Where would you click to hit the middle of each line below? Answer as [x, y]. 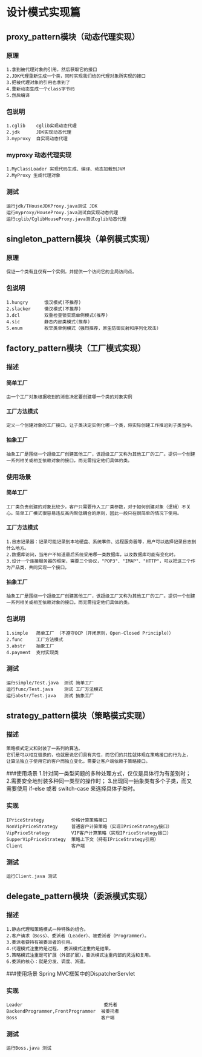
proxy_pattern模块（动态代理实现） [73, 37]
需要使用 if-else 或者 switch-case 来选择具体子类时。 [72, 789]
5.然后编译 [18, 95]
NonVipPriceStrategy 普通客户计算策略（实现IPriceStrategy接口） [89, 826]
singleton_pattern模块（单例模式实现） [80, 239]
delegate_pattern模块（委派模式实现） [79, 897]
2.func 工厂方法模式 [35, 640]
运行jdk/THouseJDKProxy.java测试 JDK [52, 206]
